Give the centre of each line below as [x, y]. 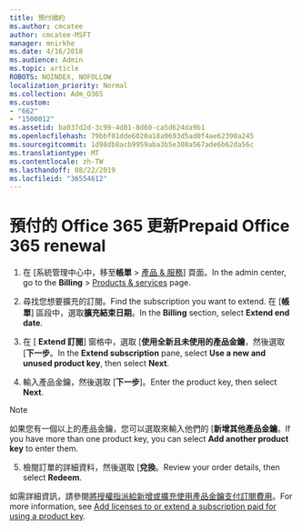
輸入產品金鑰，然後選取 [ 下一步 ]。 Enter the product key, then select [150, 382]
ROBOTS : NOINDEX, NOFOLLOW [60, 77]
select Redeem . [52, 477]
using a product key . [48, 516]
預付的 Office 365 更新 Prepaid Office [150, 226]
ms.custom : [30, 102]
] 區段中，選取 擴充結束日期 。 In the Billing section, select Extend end [160, 313]
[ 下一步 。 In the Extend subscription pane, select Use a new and [144, 353]
